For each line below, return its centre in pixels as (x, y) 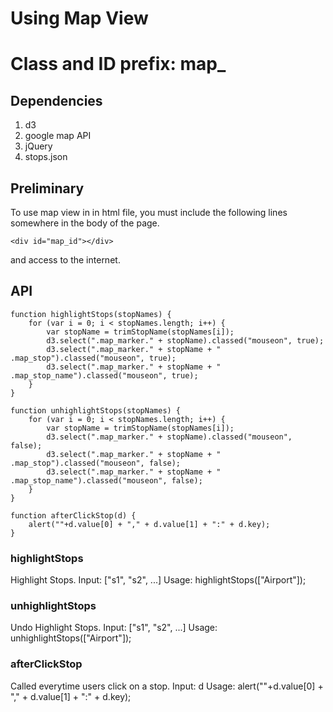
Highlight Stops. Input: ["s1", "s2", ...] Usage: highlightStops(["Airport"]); (158, 580)
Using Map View (79, 18)
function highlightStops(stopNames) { (91, 314)
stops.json (46, 157)
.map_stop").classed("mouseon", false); (96, 463)
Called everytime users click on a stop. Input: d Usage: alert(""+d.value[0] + (167, 686)
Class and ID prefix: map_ (118, 64)
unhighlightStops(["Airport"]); (71, 638)
